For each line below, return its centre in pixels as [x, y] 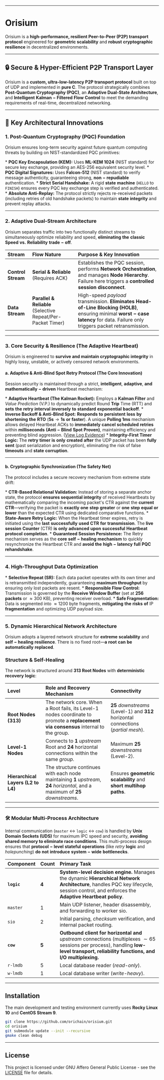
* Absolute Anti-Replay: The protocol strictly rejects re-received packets [79, 193]
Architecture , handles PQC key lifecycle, [106, 884]
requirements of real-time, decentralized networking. [58, 103]
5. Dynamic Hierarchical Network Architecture [61, 626]
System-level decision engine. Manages [107, 872]
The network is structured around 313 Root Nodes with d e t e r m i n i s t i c [75, 671]
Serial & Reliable [51, 272]
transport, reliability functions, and [113, 951]
